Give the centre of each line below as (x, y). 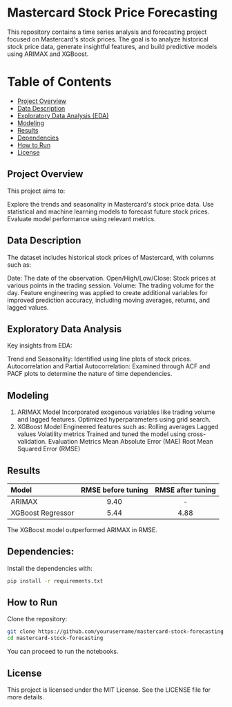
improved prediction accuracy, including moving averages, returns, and (109, 300)
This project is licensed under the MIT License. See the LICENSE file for (109, 690)
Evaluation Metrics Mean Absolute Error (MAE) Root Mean (130, 442)
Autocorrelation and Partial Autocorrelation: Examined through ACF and (109, 366)
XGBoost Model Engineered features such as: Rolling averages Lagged (118, 427)
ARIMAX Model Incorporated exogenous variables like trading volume (116, 412)
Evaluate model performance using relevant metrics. (82, 218)
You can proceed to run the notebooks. (63, 652)
